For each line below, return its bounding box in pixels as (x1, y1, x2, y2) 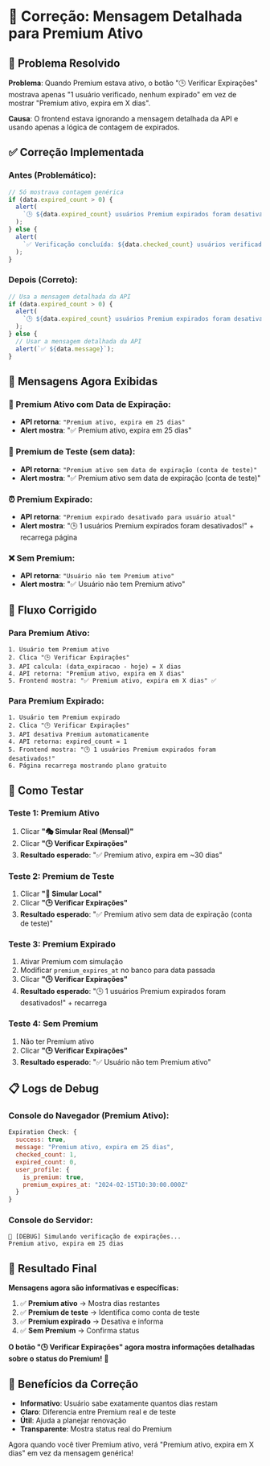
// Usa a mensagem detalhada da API (8, 293, 131, 301)
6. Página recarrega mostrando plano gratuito (8, 762, 167, 770)
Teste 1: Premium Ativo (8, 807, 100, 819)
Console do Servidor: (8, 1214, 93, 1226)
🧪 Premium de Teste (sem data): (8, 446, 136, 458)
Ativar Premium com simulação (19, 957, 123, 967)
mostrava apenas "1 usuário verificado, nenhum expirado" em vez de (8, 90, 237, 99)
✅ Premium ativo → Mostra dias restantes (19, 1299, 161, 1308)
